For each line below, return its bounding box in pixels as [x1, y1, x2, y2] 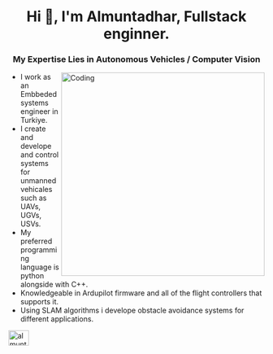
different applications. [19, 314, 94, 324]
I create [19, 124, 46, 133]
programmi [19, 245, 58, 255]
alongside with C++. [19, 280, 89, 290]
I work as [19, 72, 51, 82]
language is [19, 262, 59, 272]
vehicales [19, 185, 53, 194]
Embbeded [19, 90, 58, 99]
